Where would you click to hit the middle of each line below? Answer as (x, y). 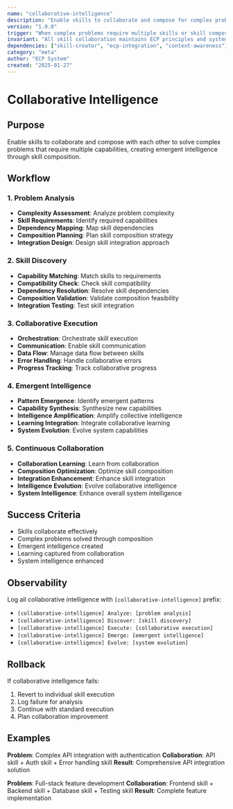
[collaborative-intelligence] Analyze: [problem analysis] (104, 614)
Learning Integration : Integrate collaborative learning (94, 423)
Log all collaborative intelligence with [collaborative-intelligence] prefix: (114, 599)
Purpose (26, 125)
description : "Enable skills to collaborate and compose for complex (110, 20)
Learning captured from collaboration (71, 554)
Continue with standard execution (66, 709)
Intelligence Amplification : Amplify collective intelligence (100, 416)
